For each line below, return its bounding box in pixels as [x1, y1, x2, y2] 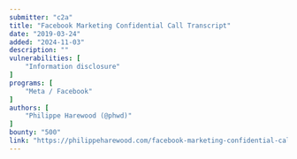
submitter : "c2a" [9, 12, 73, 22]
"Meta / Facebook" [25, 87, 93, 95]
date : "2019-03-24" [9, 29, 81, 38]
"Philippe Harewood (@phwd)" [25, 111, 133, 120]
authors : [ [9, 103, 49, 112]
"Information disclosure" [25, 63, 121, 72]
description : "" [9, 46, 69, 55]
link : [9, 136, 29, 145]
